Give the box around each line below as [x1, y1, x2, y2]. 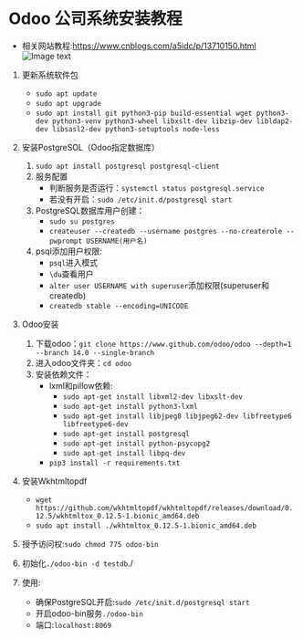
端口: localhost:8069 [35, 619, 111, 630]
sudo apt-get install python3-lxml [62, 402, 198, 411]
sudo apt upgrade [35, 99, 102, 108]
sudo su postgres [48, 216, 115, 226]
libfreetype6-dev [62, 419, 129, 429]
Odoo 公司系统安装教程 [8, 8, 183, 29]
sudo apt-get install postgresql [62, 429, 191, 438]
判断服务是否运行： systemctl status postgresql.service [48, 182, 265, 193]
